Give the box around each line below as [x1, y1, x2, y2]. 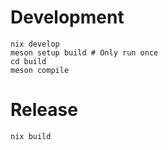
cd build [10, 56, 47, 66]
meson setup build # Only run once [10, 47, 159, 58]
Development [10, 6, 125, 29]
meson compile [10, 65, 70, 75]
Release [10, 99, 78, 121]
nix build [10, 131, 52, 141]
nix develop [10, 39, 60, 49]
